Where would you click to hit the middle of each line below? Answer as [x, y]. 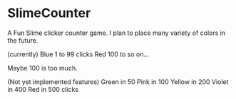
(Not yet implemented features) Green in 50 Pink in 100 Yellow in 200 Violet [118, 82]
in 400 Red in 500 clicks [43, 89]
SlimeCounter [49, 13]
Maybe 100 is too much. [42, 68]
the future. [23, 40]
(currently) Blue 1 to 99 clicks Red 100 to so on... [78, 54]
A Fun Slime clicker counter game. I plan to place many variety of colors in [117, 33]
